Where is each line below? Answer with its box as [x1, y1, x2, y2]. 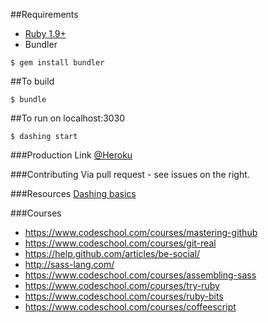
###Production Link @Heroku [10, 149, 133, 161]
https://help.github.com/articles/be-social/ [24, 248, 201, 259]
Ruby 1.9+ [24, 28, 67, 39]
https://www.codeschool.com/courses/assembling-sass [24, 269, 257, 281]
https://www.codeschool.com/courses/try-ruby [24, 280, 220, 291]
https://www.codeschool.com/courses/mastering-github [24, 227, 258, 238]
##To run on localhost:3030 [10, 112, 126, 124]
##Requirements [10, 9, 79, 20]
